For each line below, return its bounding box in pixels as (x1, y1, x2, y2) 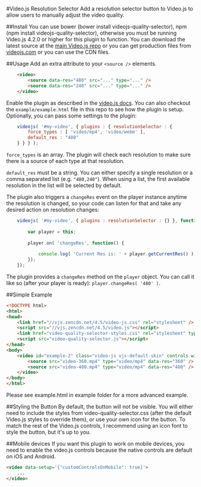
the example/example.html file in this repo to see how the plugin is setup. (6, 105, 184, 113)
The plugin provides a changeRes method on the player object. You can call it (6, 273, 194, 280)
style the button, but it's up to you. (6, 428, 91, 435)
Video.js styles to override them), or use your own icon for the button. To (6, 416, 185, 423)
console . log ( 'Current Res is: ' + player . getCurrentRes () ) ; (38, 251, 197, 257)
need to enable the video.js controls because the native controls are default (6, 446, 193, 453)
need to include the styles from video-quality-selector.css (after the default (6, 410, 192, 416)
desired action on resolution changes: (6, 206, 100, 213)
